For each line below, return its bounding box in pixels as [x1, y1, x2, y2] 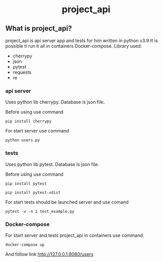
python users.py [5, 138, 40, 143]
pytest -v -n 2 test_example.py [5, 209, 74, 214]
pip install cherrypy [5, 119, 52, 124]
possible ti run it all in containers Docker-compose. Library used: [5, 43, 142, 49]
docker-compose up [5, 242, 45, 247]
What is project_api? [5, 24, 72, 33]
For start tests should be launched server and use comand [5, 199, 129, 205]
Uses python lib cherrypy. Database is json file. [5, 99, 105, 105]
